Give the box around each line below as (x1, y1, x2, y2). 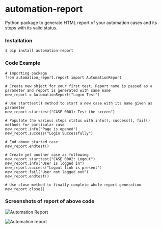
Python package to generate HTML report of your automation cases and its (5, 20, 157, 25)
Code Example (5, 60, 41, 67)
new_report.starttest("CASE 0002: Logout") (5, 156, 96, 161)
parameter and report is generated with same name (5, 88, 111, 93)
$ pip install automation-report (5, 48, 74, 53)
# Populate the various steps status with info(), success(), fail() (5, 118, 151, 123)
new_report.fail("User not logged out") (5, 169, 89, 175)
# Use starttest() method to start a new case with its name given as (5, 101, 153, 106)
